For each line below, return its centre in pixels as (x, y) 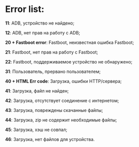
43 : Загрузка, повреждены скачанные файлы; (54, 110)
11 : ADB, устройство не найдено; (40, 23)
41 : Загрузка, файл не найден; (37, 90)
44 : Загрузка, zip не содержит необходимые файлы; (61, 120)
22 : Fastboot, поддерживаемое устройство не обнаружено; (69, 61)
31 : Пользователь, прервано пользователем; (53, 71)
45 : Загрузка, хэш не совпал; (36, 129)
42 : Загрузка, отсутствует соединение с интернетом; (62, 100)
